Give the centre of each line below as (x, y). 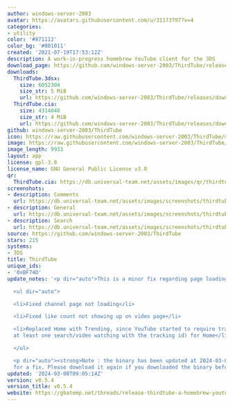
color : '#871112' (32, 40)
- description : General (42, 208)
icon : (15, 136)
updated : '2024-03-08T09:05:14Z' (55, 374)
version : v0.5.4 (31, 380)
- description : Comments (43, 195)
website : (20, 393)
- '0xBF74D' (24, 272)
